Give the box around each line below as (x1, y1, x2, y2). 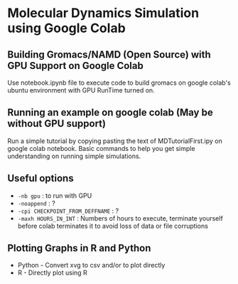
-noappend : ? (17, 199, 55, 207)
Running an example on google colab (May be (7, 107, 213, 119)
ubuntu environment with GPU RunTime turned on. (7, 86, 155, 94)
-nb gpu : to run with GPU (17, 191, 92, 200)
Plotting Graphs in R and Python (7, 242, 151, 254)
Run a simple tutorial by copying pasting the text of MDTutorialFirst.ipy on (7, 137, 222, 145)
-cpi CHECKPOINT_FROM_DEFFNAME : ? (17, 206, 119, 215)
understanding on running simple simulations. (7, 152, 141, 160)
